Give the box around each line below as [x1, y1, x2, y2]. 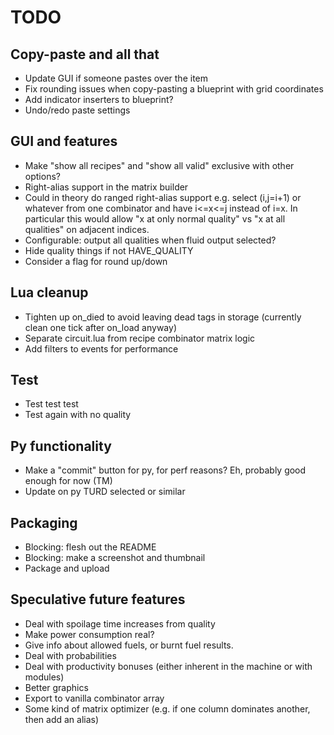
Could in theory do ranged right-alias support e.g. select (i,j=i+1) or [24, 191, 302, 203]
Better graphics [24, 681, 89, 693]
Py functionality [10, 437, 112, 455]
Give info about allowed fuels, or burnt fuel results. [24, 639, 234, 651]
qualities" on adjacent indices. [24, 223, 150, 235]
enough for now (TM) [24, 475, 113, 487]
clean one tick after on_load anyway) [24, 321, 177, 333]
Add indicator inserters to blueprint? [24, 94, 174, 105]
